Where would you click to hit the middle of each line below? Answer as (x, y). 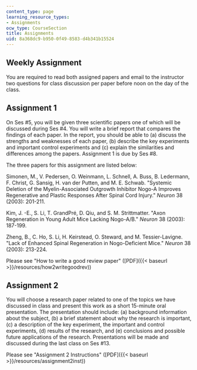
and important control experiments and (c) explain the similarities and (90, 147)
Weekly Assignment (44, 63)
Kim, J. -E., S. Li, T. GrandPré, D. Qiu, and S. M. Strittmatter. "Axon (86, 213)
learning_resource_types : (38, 17)
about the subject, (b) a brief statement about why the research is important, (99, 318)
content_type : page (30, 11)
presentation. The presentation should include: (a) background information (96, 312)
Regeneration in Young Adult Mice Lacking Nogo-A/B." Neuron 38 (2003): (96, 219)
